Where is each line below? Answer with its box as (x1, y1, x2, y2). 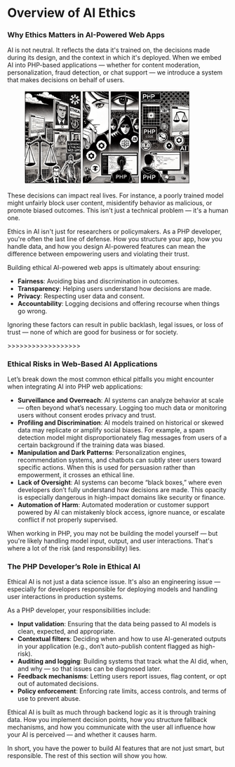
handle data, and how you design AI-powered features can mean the (7, 242, 206, 250)
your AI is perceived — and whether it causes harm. (7, 730, 157, 739)
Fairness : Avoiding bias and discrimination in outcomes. (17, 276, 180, 285)
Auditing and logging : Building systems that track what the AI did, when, (17, 657, 229, 666)
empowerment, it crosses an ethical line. (17, 471, 135, 479)
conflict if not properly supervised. (17, 515, 118, 524)
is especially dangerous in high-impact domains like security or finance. (17, 494, 226, 501)
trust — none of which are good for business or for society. (7, 328, 179, 336)
